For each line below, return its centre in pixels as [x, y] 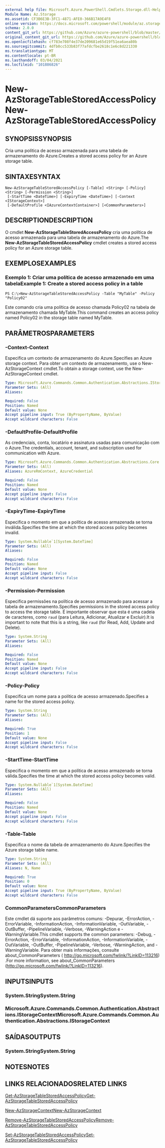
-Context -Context [27, 347]
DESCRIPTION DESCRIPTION [49, 220]
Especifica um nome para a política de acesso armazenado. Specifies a [77, 697]
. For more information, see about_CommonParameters [60, 961]
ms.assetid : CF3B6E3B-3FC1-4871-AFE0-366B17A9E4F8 [58, 19]
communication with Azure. [33, 453]
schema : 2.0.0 [20, 28]
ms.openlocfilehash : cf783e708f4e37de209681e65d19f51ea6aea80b [71, 42]
